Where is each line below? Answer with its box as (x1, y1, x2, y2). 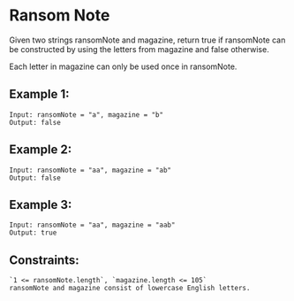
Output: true (9, 228, 57, 237)
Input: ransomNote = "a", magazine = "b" (9, 110, 164, 120)
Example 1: (9, 87, 70, 102)
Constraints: (9, 252, 79, 267)
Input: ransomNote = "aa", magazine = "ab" (9, 166, 172, 174)
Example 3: (9, 197, 72, 212)
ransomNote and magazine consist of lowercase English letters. (9, 284, 251, 293)
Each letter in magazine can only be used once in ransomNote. (9, 61, 237, 72)
